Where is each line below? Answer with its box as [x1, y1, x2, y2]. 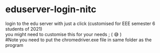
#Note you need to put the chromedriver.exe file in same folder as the [5, 37, 152, 43]
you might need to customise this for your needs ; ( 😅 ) [5, 31, 122, 37]
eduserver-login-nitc [5, 4, 97, 15]
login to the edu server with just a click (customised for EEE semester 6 [5, 20, 155, 26]
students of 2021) [5, 25, 42, 32]
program [5, 42, 24, 48]
